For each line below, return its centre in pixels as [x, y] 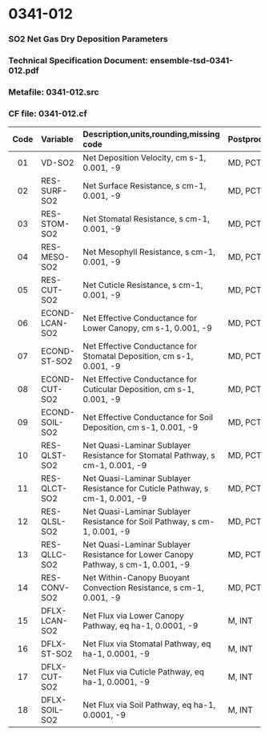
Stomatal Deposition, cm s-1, [138, 356]
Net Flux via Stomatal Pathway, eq [147, 644]
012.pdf [24, 71]
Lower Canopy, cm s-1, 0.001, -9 [147, 328]
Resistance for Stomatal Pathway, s [149, 455]
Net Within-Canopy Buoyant [137, 578]
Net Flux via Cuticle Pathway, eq [144, 672]
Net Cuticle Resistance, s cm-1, [143, 285]
